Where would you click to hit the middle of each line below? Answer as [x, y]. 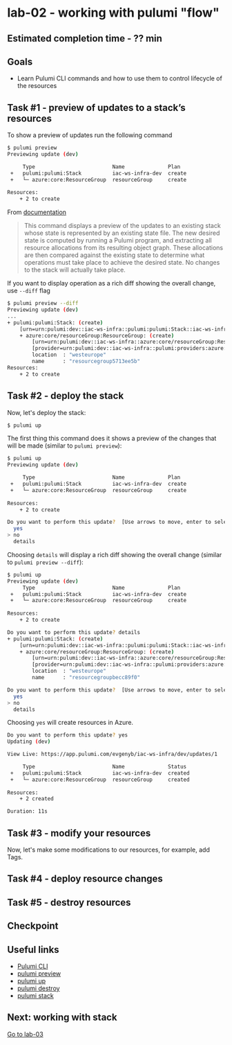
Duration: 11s [28, 811]
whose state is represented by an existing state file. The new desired [122, 233]
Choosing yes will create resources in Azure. [70, 723]
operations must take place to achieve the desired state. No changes [122, 263]
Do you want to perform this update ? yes [68, 735]
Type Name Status [105, 767]
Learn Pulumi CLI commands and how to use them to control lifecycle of [119, 78]
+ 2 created [37, 799]
